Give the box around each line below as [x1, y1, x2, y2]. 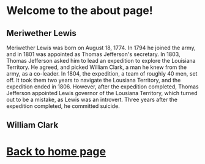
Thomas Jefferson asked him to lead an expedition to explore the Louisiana [6, 57, 196, 64]
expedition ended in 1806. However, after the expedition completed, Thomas [6, 83, 199, 90]
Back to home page [6, 144, 106, 159]
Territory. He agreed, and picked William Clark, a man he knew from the [6, 63, 187, 71]
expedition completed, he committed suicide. [6, 102, 121, 110]
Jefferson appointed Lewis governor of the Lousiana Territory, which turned [6, 90, 198, 96]
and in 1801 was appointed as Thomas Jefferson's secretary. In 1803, [6, 51, 181, 58]
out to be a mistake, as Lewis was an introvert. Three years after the [6, 96, 177, 103]
